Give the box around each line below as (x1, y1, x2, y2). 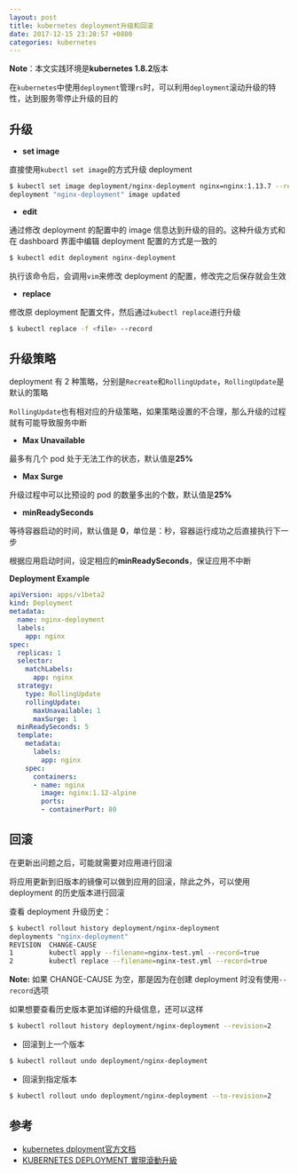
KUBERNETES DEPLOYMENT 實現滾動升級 (21, 1154, 177, 1165)
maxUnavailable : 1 (32, 706, 101, 715)
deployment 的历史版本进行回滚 (9, 887, 125, 898)
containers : (32, 772, 77, 781)
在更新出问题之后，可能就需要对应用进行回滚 (9, 857, 173, 868)
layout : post (9, 12, 58, 22)
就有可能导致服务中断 (9, 417, 87, 428)
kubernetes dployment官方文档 (21, 1143, 137, 1154)
